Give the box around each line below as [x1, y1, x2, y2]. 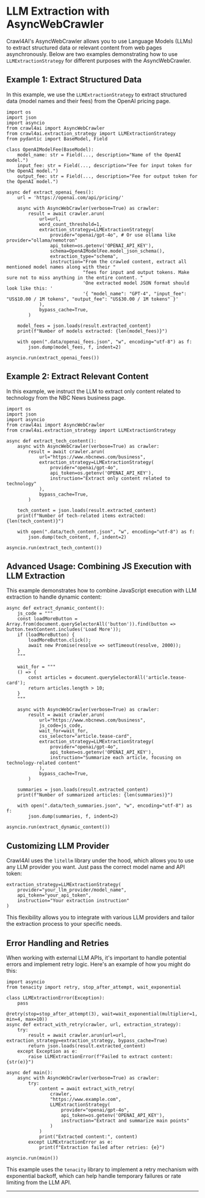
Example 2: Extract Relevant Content [6, 371, 149, 382]
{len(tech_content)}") [6, 518, 64, 524]
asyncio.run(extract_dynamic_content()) [6, 824, 111, 831]
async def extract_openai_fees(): [6, 189, 95, 195]
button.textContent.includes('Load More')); [6, 627, 121, 633]
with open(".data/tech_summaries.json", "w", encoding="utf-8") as [17, 803, 192, 809]
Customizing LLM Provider [6, 840, 110, 851]
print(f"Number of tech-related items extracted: [17, 513, 146, 519]
